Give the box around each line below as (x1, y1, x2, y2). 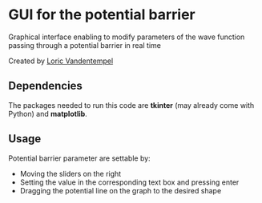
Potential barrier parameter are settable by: (8, 153, 151, 163)
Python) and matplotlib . (8, 109, 88, 118)
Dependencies (8, 79, 83, 93)
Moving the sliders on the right (19, 169, 122, 178)
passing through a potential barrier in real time (8, 40, 162, 50)
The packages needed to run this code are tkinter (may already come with (8, 100, 255, 109)
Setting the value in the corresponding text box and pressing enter (19, 177, 240, 187)
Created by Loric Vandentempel (8, 56, 114, 66)
